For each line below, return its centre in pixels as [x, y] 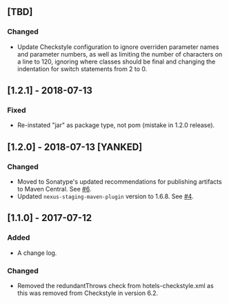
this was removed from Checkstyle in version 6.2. [88, 293]
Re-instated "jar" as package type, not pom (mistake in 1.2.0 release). [116, 125]
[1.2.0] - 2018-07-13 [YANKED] [75, 147]
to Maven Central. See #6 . [54, 189]
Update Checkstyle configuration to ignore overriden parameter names [118, 47]
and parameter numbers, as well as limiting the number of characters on [120, 54]
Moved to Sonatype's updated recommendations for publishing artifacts [119, 182]
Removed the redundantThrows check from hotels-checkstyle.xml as [115, 286]
